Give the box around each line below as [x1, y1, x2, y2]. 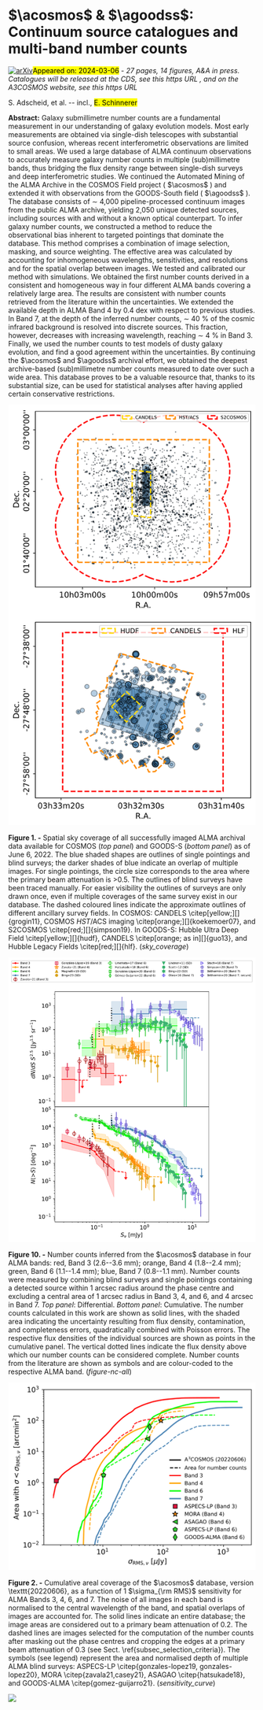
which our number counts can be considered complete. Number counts [8, 1350, 239, 1360]
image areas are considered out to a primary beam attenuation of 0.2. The [8, 1619, 248, 1629]
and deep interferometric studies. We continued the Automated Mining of [8, 172, 245, 181]
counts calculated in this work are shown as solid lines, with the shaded [8, 1308, 240, 1318]
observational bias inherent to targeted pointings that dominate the [8, 230, 225, 239]
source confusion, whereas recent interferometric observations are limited [8, 138, 249, 147]
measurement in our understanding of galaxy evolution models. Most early [8, 121, 250, 131]
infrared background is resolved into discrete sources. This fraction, [8, 322, 228, 331]
